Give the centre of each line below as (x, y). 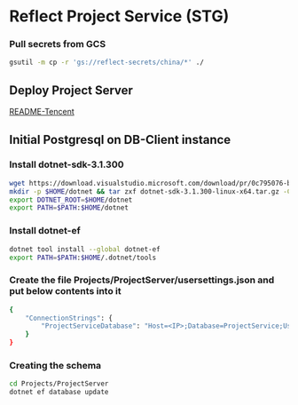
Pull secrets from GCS (58, 44)
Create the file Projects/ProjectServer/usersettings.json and (142, 280)
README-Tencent (42, 112)
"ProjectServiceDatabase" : (91, 326)
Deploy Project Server (71, 90)
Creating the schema (55, 365)
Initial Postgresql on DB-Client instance (120, 139)
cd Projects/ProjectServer (59, 384)
